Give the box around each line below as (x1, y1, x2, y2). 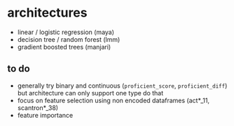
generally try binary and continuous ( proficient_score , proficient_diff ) (17, 81, 228, 90)
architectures (7, 5, 88, 21)
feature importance (17, 111, 74, 119)
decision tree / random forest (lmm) (17, 35, 121, 43)
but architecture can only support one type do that (17, 88, 164, 97)
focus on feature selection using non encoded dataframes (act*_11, (17, 96, 210, 104)
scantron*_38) (17, 103, 58, 112)
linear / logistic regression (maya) (17, 28, 114, 36)
